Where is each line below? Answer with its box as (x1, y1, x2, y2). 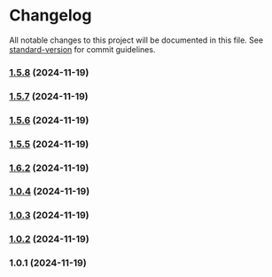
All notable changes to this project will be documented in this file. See (9, 35, 264, 45)
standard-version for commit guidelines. (9, 44, 156, 54)
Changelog (9, 5, 92, 26)
